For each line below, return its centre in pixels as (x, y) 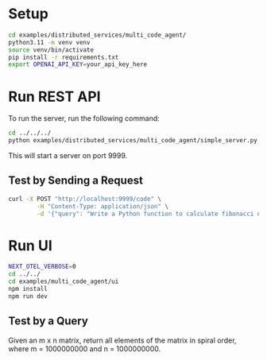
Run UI (31, 245)
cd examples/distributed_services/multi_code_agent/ (97, 35)
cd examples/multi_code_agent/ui (64, 282)
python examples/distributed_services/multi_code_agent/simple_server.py (133, 141)
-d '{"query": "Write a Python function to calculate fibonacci (145, 214)
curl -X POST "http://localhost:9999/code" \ (85, 199)
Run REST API (54, 97)
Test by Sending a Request (75, 181)
